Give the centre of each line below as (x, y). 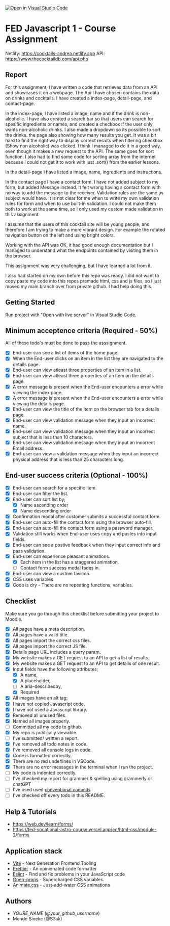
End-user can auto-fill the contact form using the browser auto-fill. (82, 522)
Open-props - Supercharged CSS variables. (58, 880)
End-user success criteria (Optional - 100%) (77, 475)
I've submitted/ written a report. (46, 738)
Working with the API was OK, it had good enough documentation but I (79, 245)
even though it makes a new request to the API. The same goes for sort (80, 151)
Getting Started (30, 303)
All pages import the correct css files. (52, 640)
